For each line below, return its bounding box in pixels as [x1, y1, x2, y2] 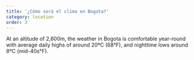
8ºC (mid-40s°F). [6, 48, 49, 55]
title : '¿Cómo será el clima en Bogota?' [6, 8, 109, 15]
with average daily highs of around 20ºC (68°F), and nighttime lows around [6, 41, 188, 48]
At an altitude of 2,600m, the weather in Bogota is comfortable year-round [6, 36, 186, 43]
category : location [6, 14, 54, 20]
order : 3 [6, 19, 28, 25]
